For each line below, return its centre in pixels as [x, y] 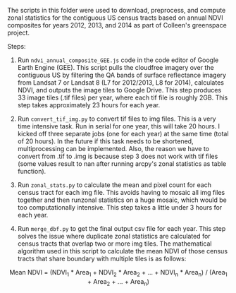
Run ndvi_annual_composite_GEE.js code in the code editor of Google [118, 60]
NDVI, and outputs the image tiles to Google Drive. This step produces [119, 90]
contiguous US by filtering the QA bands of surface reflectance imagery [122, 75]
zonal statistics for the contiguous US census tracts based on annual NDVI [115, 18]
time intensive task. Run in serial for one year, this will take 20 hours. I [119, 126]
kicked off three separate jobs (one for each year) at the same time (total [123, 134]
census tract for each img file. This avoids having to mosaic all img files [121, 192]
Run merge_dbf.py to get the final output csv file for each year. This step [122, 228]
